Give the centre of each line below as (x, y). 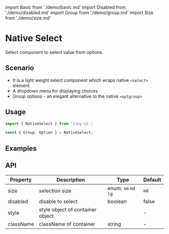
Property (21, 180)
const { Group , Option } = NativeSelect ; (49, 133)
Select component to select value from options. (54, 52)
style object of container (68, 209)
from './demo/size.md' (28, 18)
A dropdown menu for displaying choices (55, 91)
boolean (117, 201)
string (114, 224)
